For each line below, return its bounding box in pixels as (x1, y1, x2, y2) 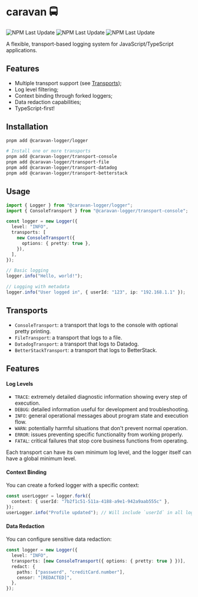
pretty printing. (14, 327, 51, 335)
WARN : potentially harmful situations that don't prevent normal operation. (14, 425, 188, 432)
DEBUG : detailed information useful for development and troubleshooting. (14, 406, 190, 413)
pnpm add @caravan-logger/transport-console (6, 154, 117, 160)
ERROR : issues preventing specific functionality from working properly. (14, 431, 184, 438)
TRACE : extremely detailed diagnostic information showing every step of (14, 393, 187, 401)
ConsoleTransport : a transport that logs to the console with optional (14, 321, 178, 328)
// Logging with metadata (6, 284, 70, 290)
